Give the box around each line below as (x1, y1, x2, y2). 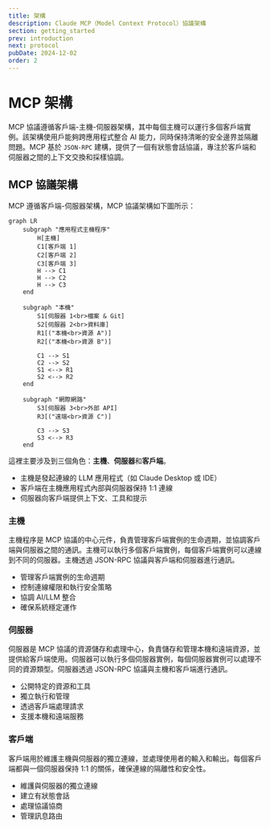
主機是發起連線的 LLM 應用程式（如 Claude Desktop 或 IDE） (19, 472, 222, 483)
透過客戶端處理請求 (19, 702, 84, 711)
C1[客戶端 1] (37, 242, 77, 250)
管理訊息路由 (19, 810, 63, 821)
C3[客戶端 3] (37, 259, 77, 268)
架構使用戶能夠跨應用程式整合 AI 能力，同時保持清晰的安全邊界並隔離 (29, 132, 259, 142)
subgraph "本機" (22, 303, 75, 311)
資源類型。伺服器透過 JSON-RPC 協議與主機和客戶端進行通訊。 (22, 665, 232, 674)
